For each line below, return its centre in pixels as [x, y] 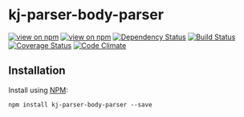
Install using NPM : [38, 90]
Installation [37, 71]
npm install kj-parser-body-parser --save [80, 105]
